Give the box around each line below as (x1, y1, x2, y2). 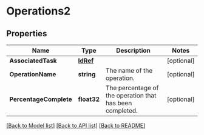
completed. (105, 107, 138, 114)
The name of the (105, 67, 153, 74)
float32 (78, 95, 100, 104)
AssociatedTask (9, 56, 57, 65)
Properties (6, 28, 47, 39)
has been (105, 99, 132, 107)
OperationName (9, 70, 56, 78)
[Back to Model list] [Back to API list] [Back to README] (6, 122, 146, 129)
